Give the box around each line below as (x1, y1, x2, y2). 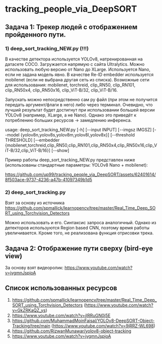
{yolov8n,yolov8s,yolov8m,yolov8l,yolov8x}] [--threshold (20, 132, 135, 137)
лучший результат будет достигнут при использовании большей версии (5, 107, 155, 113)
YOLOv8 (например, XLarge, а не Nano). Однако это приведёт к (5, 112, 137, 118)
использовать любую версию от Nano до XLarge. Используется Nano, (5, 66, 151, 72)
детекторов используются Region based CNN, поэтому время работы (5, 225, 149, 231)
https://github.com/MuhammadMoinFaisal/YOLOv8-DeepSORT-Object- (12, 318, 155, 324)
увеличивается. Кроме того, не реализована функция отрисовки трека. (5, 230, 154, 236)
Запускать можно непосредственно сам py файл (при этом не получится (5, 96, 158, 102)
